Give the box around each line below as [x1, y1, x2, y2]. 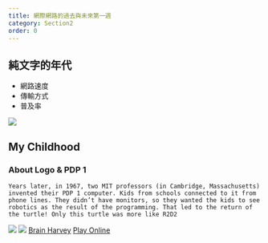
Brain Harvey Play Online [27, 225, 111, 235]
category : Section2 [8, 19, 74, 27]
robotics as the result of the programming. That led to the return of [8, 203, 253, 211]
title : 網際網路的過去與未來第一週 [8, 11, 112, 20]
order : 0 [8, 26, 38, 34]
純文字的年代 [8, 58, 72, 72]
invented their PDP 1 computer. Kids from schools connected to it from [8, 189, 257, 197]
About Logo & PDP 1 [8, 164, 87, 175]
